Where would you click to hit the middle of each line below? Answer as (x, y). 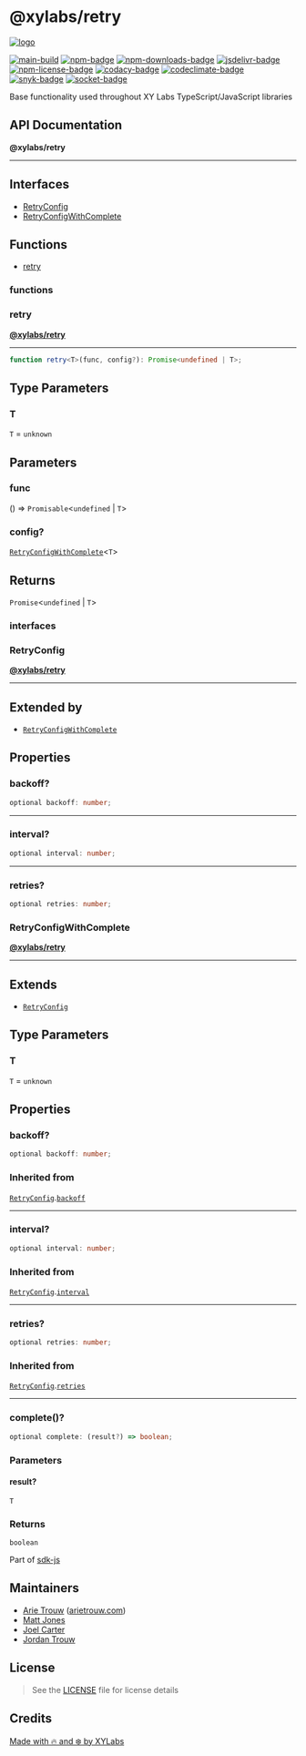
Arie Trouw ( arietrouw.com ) (74, 1610)
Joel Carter (44, 1629)
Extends (33, 984)
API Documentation (66, 125)
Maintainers (45, 1588)
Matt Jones (44, 1619)
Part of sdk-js (35, 1560)
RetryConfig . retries (47, 1385)
